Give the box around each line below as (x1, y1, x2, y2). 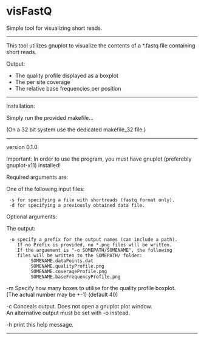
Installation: (6, 102, 35, 109)
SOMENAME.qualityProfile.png (30, 263, 104, 269)
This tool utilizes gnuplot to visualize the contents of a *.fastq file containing (6, 41, 195, 49)
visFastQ (6, 4, 52, 18)
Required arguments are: (6, 173, 69, 181)
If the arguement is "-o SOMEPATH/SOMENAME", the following (17, 247, 172, 253)
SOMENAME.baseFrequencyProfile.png (30, 274, 121, 280)
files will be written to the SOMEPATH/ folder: (17, 252, 143, 258)
